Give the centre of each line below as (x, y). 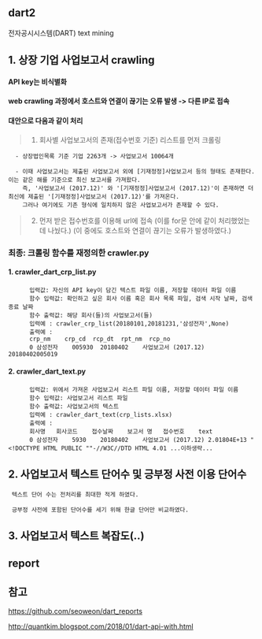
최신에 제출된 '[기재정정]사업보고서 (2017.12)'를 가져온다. (94, 196)
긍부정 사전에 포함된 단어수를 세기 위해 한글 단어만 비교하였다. (100, 510)
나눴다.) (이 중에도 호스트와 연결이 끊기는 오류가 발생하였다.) (140, 230)
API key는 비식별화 (37, 81)
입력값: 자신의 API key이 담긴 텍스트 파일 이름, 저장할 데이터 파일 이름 (133, 290)
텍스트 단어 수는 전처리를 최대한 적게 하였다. (75, 494)
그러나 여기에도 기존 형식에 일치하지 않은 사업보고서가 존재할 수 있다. (121, 205)
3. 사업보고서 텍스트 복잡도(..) (76, 536)
